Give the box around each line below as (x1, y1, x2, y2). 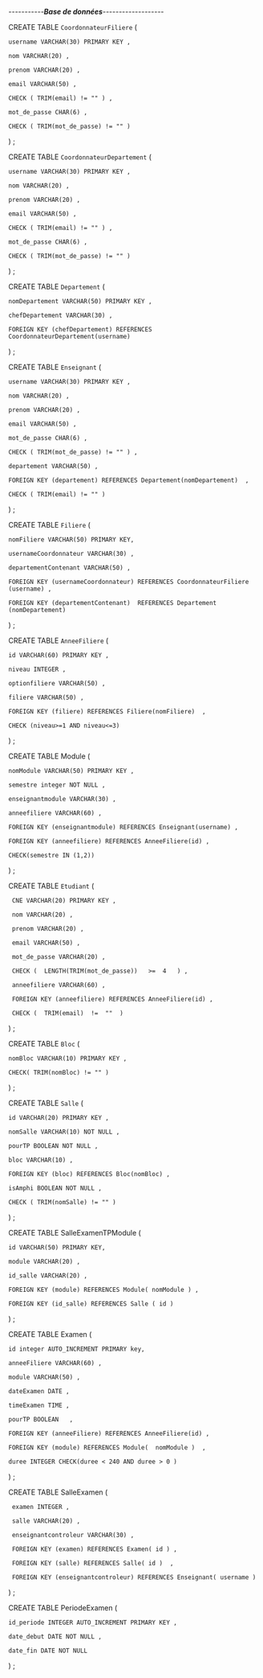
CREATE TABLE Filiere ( (8, 520, 91, 529)
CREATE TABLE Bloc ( (8, 1039, 80, 1048)
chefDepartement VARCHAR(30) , (8, 311, 113, 319)
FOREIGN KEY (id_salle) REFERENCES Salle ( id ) (8, 1300, 174, 1308)
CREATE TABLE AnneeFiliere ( (8, 635, 109, 645)
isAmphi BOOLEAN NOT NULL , (8, 1184, 103, 1192)
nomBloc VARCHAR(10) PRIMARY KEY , (8, 1055, 127, 1063)
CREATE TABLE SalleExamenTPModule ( (8, 1228, 142, 1237)
